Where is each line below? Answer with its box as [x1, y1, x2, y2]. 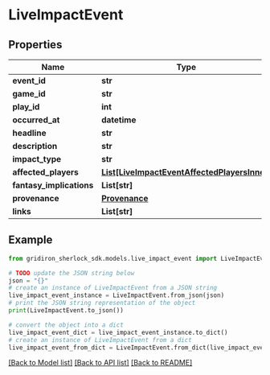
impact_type [12, 154, 62, 164]
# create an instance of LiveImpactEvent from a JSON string [8, 284, 218, 292]
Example [8, 233, 53, 247]
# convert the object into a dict [8, 320, 125, 329]
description [12, 141, 58, 151]
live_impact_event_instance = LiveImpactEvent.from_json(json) [8, 291, 225, 299]
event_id [12, 75, 47, 86]
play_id [12, 101, 40, 112]
